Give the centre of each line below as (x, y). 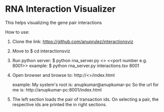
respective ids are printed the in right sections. (60, 104)
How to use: (17, 32)
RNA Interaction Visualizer (60, 9)
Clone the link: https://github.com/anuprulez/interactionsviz (73, 41)
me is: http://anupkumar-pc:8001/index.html (57, 90)
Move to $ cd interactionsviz (41, 51)
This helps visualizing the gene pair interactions (53, 22)
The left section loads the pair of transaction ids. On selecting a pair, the (85, 99)
